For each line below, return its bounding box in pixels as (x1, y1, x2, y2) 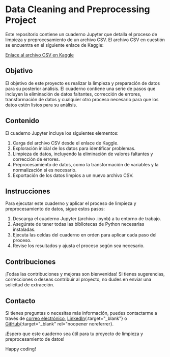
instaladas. (12, 226, 36, 232)
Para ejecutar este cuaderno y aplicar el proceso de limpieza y (5, 200, 136, 206)
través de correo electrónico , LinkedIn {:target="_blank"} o (5, 315, 127, 321)
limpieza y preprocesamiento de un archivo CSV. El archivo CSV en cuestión (5, 37, 165, 43)
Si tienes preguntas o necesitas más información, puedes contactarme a (5, 310, 157, 316)
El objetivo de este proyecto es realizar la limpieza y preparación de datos (5, 80, 160, 86)
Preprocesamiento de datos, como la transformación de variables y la (12, 161, 159, 167)
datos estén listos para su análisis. (5, 102, 77, 108)
